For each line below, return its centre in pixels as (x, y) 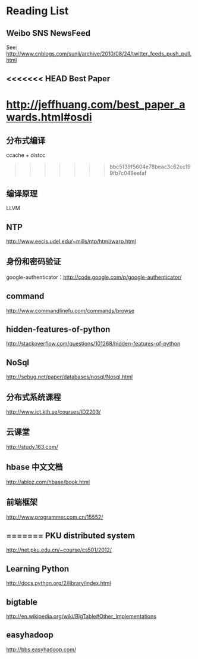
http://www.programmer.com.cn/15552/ (55, 517)
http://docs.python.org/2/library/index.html (59, 583)
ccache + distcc (26, 155)
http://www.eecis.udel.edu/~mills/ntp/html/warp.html (71, 241)
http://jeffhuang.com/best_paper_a (96, 104)
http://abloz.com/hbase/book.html (48, 482)
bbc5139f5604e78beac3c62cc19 (150, 167)
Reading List (37, 11)
